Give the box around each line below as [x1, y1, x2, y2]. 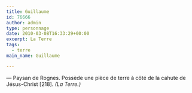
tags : [6, 42, 20, 48]
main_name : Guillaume [6, 53, 60, 59]
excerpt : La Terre [6, 36, 52, 42]
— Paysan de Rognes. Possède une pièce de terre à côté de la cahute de [6, 74, 187, 81]
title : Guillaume [6, 8, 50, 15]
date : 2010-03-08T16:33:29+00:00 [6, 31, 90, 37]
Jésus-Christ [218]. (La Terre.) [6, 81, 81, 88]
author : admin [6, 20, 42, 25]
